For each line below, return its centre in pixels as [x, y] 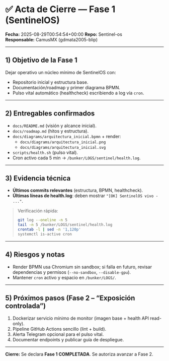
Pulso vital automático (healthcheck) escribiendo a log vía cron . [78, 93]
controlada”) [26, 306]
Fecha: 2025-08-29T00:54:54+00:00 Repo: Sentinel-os [64, 34]
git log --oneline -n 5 [43, 220]
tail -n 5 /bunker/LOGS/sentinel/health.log [65, 225]
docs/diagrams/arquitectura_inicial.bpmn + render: [67, 136]
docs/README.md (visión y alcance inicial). [54, 126]
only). [18, 323]
